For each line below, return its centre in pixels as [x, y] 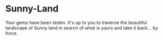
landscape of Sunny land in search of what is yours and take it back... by [82, 27]
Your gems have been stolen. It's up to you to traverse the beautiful [76, 22]
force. [11, 33]
